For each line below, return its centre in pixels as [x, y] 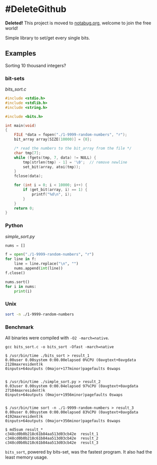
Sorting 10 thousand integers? [36, 65]
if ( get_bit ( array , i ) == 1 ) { [55, 190]
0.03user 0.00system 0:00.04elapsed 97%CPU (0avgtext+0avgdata [72, 386]
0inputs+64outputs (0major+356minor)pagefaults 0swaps [63, 421]
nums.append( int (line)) [39, 269]
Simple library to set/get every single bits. [48, 38]
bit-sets [15, 78]
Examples [21, 53]
